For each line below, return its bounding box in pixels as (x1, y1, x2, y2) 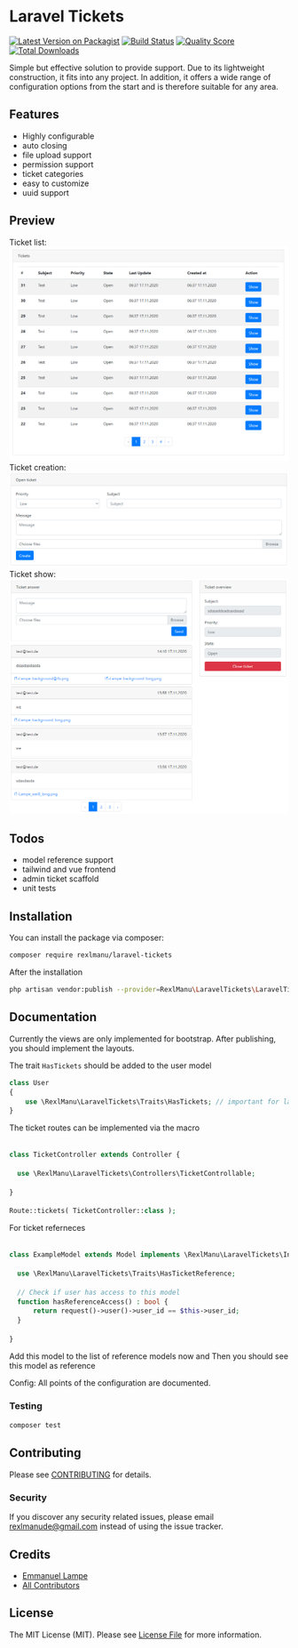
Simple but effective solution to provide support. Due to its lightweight (9, 62, 265, 73)
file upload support (21, 149, 92, 160)
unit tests (21, 883, 57, 894)
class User (9, 1078, 50, 1087)
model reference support (21, 855, 114, 865)
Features (9, 107, 59, 122)
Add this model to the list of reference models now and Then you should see (9, 1350, 289, 1362)
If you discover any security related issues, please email (9, 1512, 215, 1523)
